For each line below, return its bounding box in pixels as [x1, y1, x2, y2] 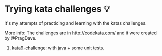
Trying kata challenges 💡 [4, 3, 110, 15]
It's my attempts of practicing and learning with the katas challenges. [4, 20, 147, 26]
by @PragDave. [4, 35, 37, 41]
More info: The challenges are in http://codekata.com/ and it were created [4, 30, 157, 36]
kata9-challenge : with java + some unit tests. [11, 45, 105, 51]
